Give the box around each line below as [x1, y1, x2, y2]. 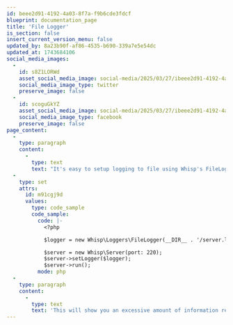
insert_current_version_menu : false [6, 36, 113, 43]
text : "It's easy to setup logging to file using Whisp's [31, 165, 203, 173]
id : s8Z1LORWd [19, 68, 60, 75]
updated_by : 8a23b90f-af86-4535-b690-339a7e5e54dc [6, 42, 156, 49]
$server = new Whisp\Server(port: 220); [43, 248, 163, 256]
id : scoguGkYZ [19, 101, 60, 108]
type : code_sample [31, 205, 85, 212]
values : [24, 198, 48, 205]
